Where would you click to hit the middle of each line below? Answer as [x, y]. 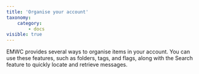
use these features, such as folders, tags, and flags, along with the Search [100, 58]
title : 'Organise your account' [47, 12]
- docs [37, 29]
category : [30, 23]
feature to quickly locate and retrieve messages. [67, 65]
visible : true [24, 35]
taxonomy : [19, 18]
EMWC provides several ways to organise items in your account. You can [98, 52]
